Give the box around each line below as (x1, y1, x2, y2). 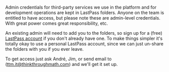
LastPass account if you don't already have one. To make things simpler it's (5, 35, 163, 41)
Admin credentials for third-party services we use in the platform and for (5, 5, 157, 10)
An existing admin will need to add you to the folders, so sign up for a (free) (5, 30, 163, 36)
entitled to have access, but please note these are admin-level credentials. (5, 15, 160, 21)
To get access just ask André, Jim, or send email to (5, 56, 112, 62)
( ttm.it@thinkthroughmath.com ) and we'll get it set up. (5, 61, 118, 67)
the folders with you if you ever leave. (5, 46, 84, 52)
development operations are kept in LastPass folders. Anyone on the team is (5, 10, 164, 16)
